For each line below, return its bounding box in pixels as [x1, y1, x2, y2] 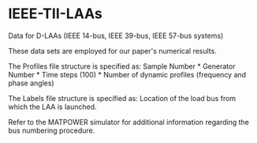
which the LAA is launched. [8, 102, 97, 111]
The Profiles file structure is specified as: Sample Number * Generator [8, 61, 236, 71]
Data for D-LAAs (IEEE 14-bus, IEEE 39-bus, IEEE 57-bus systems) [8, 31, 224, 40]
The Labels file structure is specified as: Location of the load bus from [8, 93, 237, 103]
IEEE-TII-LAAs [8, 5, 102, 23]
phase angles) [8, 78, 54, 88]
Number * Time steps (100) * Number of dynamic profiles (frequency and [8, 70, 247, 79]
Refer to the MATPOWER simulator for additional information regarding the [8, 117, 250, 126]
